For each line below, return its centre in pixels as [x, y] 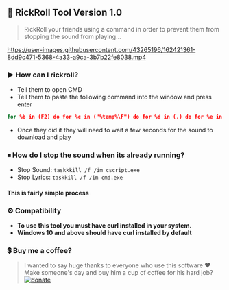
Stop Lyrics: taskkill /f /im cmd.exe [70, 177]
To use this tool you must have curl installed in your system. [104, 226]
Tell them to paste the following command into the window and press [114, 97]
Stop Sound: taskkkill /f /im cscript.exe [79, 170]
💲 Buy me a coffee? [39, 251]
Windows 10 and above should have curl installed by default [104, 233]
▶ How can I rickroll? [43, 75]
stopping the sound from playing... [72, 36]
